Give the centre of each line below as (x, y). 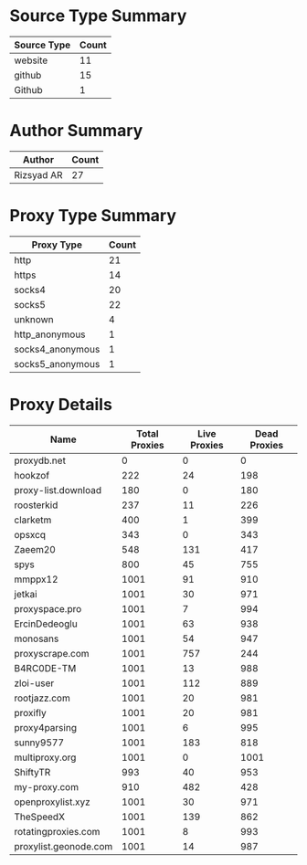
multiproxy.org (45, 757)
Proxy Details (61, 405)
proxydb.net (40, 460)
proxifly (31, 712)
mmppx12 (36, 579)
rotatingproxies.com (57, 831)
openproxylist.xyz (53, 802)
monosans (37, 638)
